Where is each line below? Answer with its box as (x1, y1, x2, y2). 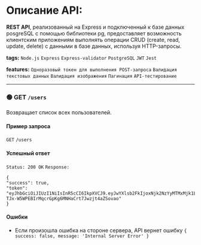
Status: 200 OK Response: (6, 164, 70, 170)
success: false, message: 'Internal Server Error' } (14, 233, 150, 239)
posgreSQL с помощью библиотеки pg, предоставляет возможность (6, 29, 182, 37)
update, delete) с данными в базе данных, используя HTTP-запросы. (6, 43, 182, 50)
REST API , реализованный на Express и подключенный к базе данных (6, 23, 185, 31)
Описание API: (6, 4, 83, 17)
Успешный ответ (6, 150, 50, 157)
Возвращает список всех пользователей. (6, 109, 112, 116)
